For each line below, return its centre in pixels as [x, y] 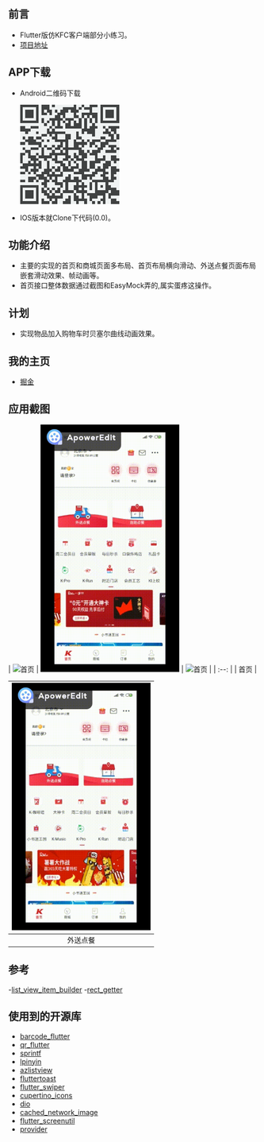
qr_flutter [34, 1044]
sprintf [31, 1053]
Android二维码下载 [50, 93]
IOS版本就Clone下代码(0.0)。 [67, 218]
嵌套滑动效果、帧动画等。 [61, 276]
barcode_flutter [45, 1036]
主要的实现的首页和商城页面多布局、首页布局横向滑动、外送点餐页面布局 [138, 265]
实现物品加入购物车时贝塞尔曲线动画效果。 [89, 334]
